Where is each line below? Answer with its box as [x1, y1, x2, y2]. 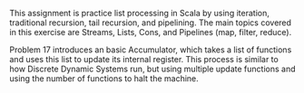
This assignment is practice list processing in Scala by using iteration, [9, 8, 270, 18]
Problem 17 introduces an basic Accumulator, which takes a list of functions [9, 44, 292, 55]
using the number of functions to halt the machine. [9, 73, 200, 84]
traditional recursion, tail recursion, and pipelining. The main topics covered [9, 17, 292, 28]
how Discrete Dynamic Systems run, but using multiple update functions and [9, 63, 296, 74]
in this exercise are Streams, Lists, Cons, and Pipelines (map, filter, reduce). [9, 27, 292, 37]
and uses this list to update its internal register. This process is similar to [9, 54, 279, 64]
